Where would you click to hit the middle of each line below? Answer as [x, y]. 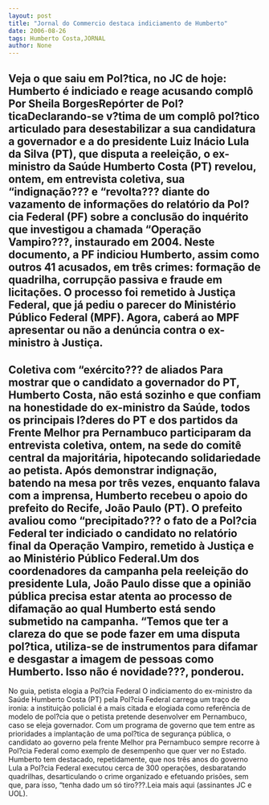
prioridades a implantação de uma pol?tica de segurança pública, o [120, 734]
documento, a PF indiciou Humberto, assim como [134, 254]
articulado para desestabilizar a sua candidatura [132, 128]
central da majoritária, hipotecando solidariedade [134, 458]
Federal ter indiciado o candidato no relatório [123, 533]
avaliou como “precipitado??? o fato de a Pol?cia [132, 520]
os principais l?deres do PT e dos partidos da [123, 420]
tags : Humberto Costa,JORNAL [57, 38]
